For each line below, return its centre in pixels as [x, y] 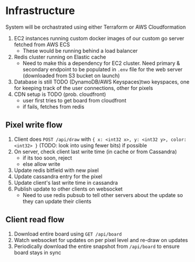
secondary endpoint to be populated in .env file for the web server [102, 69]
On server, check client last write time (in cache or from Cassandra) [95, 151]
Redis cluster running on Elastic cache [60, 57]
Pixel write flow [34, 125]
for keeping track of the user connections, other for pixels [83, 88]
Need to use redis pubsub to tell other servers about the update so [103, 195]
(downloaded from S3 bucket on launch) [71, 75]
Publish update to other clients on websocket [68, 189]
